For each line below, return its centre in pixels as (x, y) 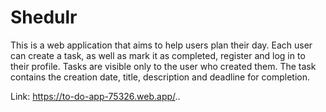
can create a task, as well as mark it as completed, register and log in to (158, 55)
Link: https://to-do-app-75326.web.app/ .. (95, 96)
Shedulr (44, 17)
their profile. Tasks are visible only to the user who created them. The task (163, 66)
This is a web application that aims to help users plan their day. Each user (161, 45)
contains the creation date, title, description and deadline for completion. (160, 77)
